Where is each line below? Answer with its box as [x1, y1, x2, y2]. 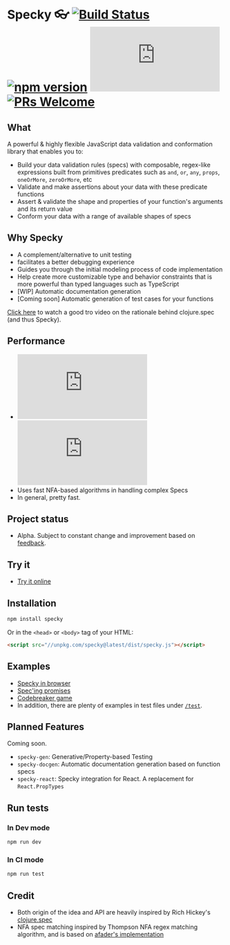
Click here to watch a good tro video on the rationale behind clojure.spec [7, 308, 215, 316]
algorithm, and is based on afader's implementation [17, 930, 164, 938]
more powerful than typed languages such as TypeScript [17, 279, 180, 288]
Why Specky [7, 232, 64, 244]
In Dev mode [7, 823, 50, 832]
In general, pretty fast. [17, 493, 81, 501]
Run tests [7, 802, 49, 814]
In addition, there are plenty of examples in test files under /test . [17, 701, 202, 709]
